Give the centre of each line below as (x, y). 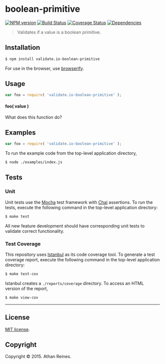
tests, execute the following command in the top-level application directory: (82, 207)
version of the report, (27, 288)
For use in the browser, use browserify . (45, 68)
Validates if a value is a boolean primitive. (59, 32)
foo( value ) (17, 106)
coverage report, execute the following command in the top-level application (82, 259)
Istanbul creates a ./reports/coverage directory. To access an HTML (74, 283)
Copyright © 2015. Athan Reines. (38, 357)
